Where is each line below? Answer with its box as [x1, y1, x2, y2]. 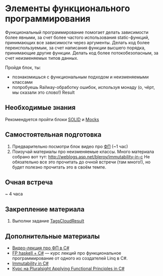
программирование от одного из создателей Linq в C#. [12, 256, 128, 261]
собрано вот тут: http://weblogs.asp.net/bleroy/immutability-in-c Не [12, 154, 150, 159]
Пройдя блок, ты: [5, 64, 41, 70]
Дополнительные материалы [5, 232, 100, 241]
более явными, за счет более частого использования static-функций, [5, 34, 149, 40]
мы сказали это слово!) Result [12, 89, 75, 95]
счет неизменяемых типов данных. [5, 55, 79, 61]
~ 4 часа [5, 191, 23, 197]
